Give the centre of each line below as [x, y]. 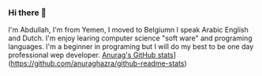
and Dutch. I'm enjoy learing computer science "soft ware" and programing [130, 38]
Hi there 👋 [28, 13]
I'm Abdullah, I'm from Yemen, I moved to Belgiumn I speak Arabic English [128, 30]
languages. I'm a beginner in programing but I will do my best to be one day [131, 47]
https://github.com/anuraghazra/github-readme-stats [97, 63]
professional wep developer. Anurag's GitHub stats [91, 55]
